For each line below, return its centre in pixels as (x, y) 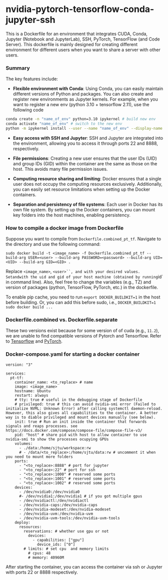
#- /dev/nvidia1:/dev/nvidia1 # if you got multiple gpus (80, 496)
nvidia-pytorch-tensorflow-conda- (80, 9)
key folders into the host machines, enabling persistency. (71, 215)
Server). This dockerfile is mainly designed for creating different (72, 44)
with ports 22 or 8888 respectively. (42, 572)
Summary (18, 68)
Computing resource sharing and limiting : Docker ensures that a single (87, 178)
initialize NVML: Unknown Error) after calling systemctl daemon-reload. (84, 408)
